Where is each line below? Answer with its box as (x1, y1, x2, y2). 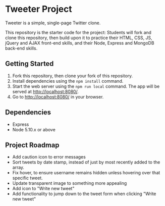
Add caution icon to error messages (12, 154, 86, 160)
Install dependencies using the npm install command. (12, 78, 124, 84)
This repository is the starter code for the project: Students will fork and (5, 29, 152, 35)
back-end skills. (5, 45, 38, 51)
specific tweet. (12, 175, 43, 181)
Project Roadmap (5, 141, 59, 149)
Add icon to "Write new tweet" (12, 186, 75, 192)
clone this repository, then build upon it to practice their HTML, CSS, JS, (5, 35, 153, 41)
